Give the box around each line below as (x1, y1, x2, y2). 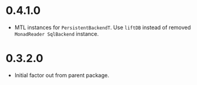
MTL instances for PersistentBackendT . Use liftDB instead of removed (14, 24, 192, 31)
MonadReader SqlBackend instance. (14, 30, 99, 37)
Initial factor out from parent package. (14, 71, 110, 79)
